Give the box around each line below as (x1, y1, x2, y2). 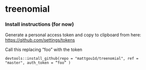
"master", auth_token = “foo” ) (5, 60, 71, 66)
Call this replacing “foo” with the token (5, 47, 83, 52)
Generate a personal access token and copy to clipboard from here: (5, 32, 142, 38)
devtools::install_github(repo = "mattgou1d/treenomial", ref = (5, 56, 139, 61)
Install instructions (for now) (5, 21, 74, 28)
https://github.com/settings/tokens (5, 37, 75, 43)
